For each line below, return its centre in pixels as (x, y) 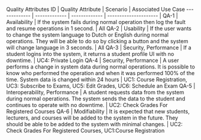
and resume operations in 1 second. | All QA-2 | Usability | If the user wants (99, 28)
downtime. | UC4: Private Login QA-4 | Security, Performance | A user (93, 60)
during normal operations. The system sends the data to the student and (96, 99)
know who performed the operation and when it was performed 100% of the (100, 73)
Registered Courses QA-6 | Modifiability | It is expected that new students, (98, 111)
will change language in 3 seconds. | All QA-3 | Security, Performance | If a (99, 47)
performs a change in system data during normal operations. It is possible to (100, 67)
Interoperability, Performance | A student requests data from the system (95, 92)
